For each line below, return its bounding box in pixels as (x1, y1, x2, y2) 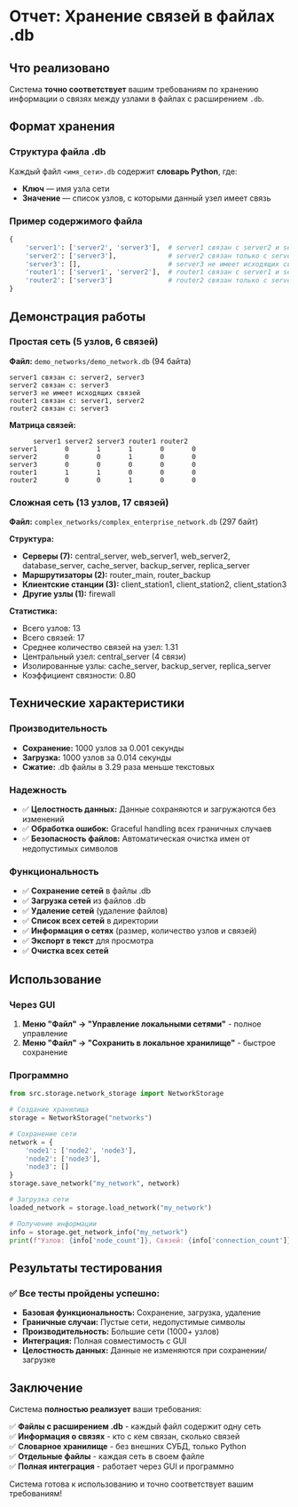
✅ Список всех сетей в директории (21, 916, 159, 926)
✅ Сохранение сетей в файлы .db (21, 885, 152, 896)
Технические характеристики (9, 695, 184, 711)
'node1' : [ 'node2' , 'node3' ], (25, 1146, 137, 1155)
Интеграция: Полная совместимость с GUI (21, 1336, 187, 1346)
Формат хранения (9, 119, 115, 134)
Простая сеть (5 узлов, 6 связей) (9, 336, 159, 348)
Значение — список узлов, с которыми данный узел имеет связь (21, 193, 271, 203)
